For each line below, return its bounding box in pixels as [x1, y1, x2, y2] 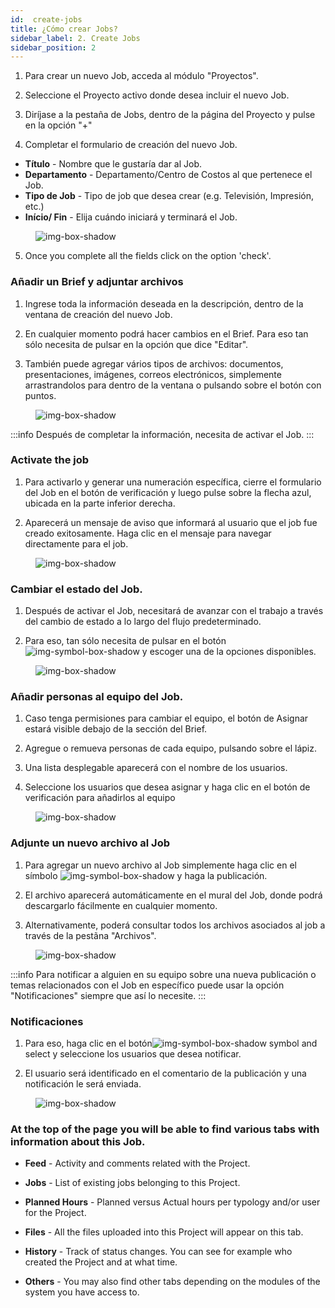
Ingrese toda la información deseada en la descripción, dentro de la [24, 297, 304, 310]
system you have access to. [24, 1286, 140, 1298]
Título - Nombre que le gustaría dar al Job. [24, 158, 203, 170]
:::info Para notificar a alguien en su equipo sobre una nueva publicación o [10, 968, 317, 980]
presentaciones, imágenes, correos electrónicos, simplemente [24, 368, 282, 380]
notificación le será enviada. [24, 1078, 142, 1090]
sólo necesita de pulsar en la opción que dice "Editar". [24, 338, 249, 350]
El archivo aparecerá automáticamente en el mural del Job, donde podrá [24, 889, 323, 901]
